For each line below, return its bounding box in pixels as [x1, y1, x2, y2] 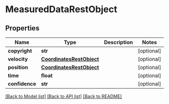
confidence [8, 80, 37, 87]
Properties [5, 24, 40, 32]
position [8, 64, 29, 71]
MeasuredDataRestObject [5, 4, 118, 15]
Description [104, 39, 133, 46]
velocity [8, 56, 28, 62]
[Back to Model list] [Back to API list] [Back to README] [5, 93, 122, 99]
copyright [8, 47, 32, 54]
